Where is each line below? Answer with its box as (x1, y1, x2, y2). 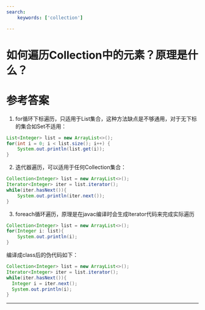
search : (6, 9, 26, 15)
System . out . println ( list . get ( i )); (17, 146, 105, 153)
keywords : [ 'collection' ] (17, 15, 84, 21)
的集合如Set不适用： (15, 123, 67, 130)
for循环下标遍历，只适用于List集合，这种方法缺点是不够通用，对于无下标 (15, 115, 197, 122)
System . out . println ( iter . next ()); (17, 193, 105, 199)
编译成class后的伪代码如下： (6, 251, 79, 258)
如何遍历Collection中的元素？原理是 (6, 48, 188, 62)
